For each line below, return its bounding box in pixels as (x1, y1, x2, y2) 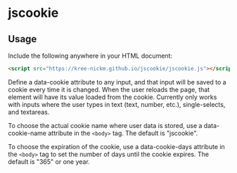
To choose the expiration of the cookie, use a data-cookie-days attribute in (8, 142, 226, 150)
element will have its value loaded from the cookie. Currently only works (8, 93, 217, 101)
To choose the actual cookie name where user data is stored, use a (8, 121, 203, 129)
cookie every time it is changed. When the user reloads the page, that (8, 85, 210, 94)
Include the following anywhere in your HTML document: (8, 51, 173, 60)
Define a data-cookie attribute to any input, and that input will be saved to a (8, 77, 227, 86)
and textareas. (8, 108, 50, 116)
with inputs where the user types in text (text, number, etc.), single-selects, (8, 100, 226, 108)
